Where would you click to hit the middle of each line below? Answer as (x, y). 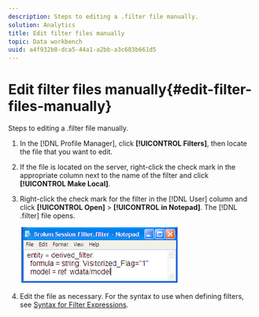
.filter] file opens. (47, 216)
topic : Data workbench (45, 42)
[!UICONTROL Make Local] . (65, 184)
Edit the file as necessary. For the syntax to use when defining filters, (131, 297)
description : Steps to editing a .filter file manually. (104, 17)
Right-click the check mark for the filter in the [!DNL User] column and (133, 199)
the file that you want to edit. (66, 152)
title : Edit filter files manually (67, 33)
